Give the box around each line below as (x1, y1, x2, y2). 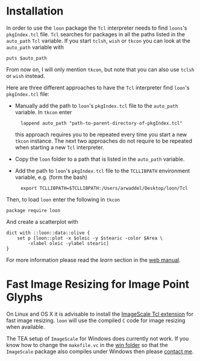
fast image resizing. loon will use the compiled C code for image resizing (6, 316, 186, 324)
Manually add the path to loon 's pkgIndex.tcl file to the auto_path (14, 102, 178, 109)
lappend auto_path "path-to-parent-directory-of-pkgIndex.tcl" (20, 120, 183, 126)
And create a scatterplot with (6, 218, 78, 225)
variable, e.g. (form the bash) (14, 174, 88, 181)
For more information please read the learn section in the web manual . (6, 256, 181, 264)
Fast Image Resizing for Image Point (6, 278, 190, 291)
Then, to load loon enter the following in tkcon (6, 195, 120, 203)
